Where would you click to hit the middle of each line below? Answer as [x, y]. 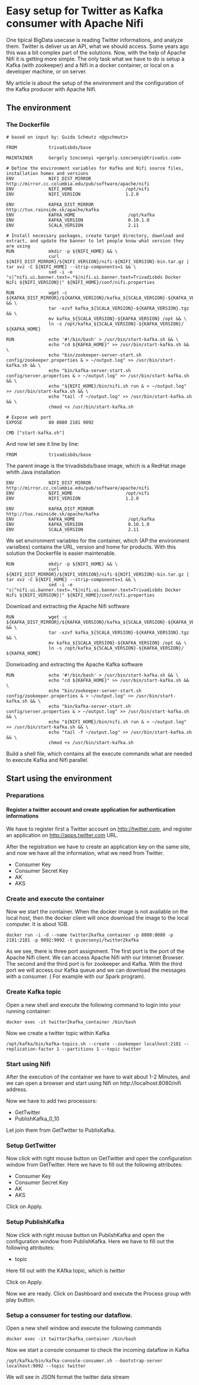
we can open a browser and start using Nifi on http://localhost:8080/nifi [94, 1083]
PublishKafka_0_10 [37, 1119]
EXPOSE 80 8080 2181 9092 [50, 422]
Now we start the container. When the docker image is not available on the [97, 912]
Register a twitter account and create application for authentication [91, 809]
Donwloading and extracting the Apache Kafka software [75, 664]
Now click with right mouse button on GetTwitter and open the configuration [99, 1159]
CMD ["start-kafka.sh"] [36, 433]
